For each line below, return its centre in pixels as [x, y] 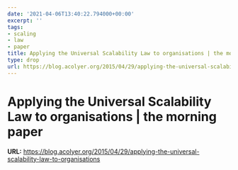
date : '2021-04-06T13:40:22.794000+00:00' [71, 14]
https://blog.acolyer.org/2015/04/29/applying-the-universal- [111, 151]
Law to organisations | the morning [112, 117]
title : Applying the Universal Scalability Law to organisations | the [115, 54]
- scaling [22, 34]
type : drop [23, 60]
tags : [15, 27]
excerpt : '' [25, 21]
